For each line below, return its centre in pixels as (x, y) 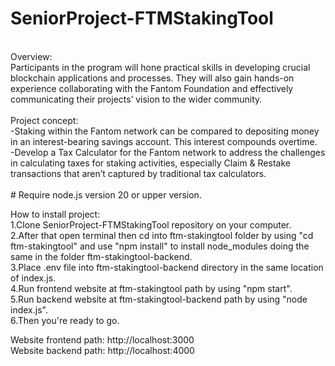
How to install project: (55, 214)
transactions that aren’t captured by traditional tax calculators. (138, 173)
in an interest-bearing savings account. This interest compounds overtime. (164, 141)
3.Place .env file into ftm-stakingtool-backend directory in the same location (167, 267)
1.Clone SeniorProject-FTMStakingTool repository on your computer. (151, 224)
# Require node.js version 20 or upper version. (106, 194)
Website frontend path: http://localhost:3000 (102, 339)
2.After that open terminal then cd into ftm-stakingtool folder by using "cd (162, 235)
